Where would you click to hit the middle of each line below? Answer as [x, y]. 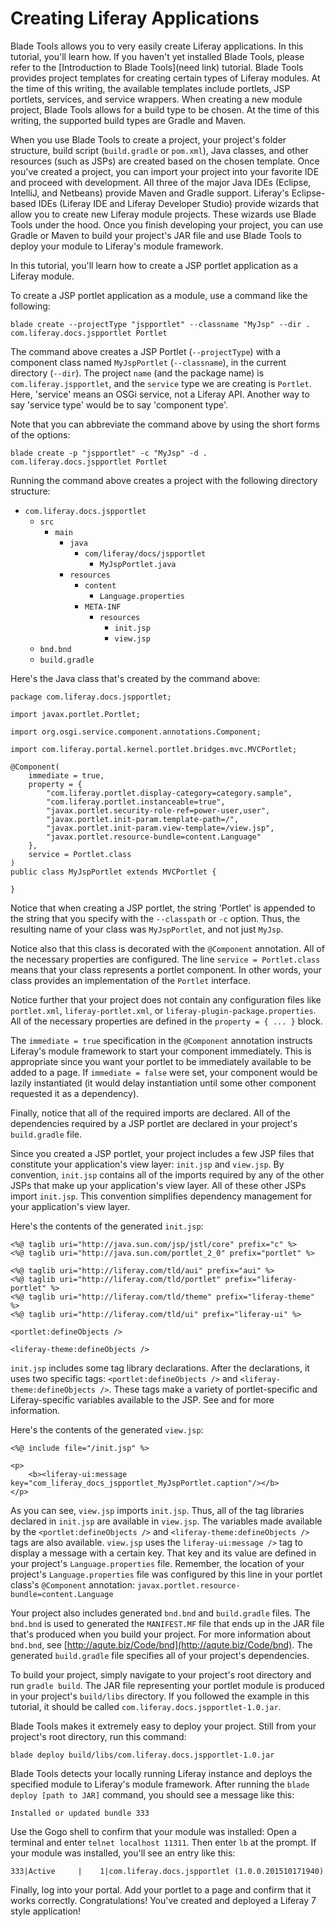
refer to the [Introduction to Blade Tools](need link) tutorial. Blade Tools [157, 67]
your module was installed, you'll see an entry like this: [123, 1853]
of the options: [40, 434]
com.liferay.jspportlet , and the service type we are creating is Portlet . [161, 383]
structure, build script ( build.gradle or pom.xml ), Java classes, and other [159, 150]
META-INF [103, 607]
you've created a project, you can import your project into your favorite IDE [165, 171]
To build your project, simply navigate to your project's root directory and [161, 1674]
